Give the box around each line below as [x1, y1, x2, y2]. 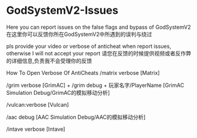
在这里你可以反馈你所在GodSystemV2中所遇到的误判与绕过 [6, 31, 153, 38]
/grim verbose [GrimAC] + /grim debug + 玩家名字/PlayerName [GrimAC [6, 82, 184, 89]
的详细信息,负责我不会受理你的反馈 [6, 57, 92, 64]
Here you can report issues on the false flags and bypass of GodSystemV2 [6, 23, 191, 31]
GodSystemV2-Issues [6, 4, 119, 17]
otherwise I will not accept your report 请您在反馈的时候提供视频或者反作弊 [6, 49, 192, 57]
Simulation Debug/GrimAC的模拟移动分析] [6, 89, 110, 96]
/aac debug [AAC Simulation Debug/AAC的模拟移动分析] [6, 113, 146, 121]
